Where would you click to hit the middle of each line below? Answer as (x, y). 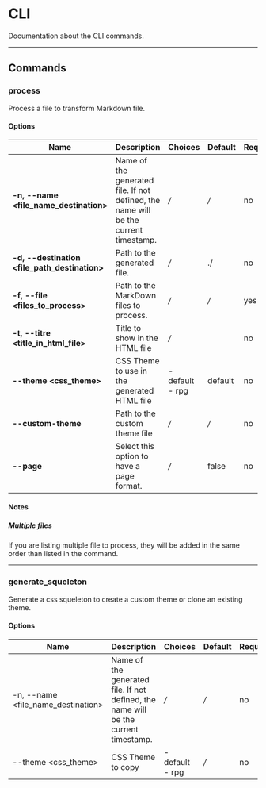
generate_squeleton (47, 582)
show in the (137, 338)
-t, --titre (32, 332)
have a (128, 466)
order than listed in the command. (63, 554)
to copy (125, 767)
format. (129, 486)
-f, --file (30, 295)
